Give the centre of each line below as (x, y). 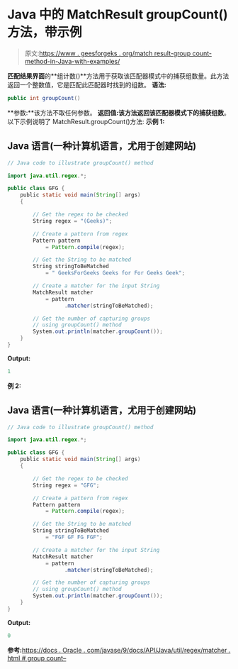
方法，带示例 (45, 32)
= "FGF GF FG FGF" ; (74, 537)
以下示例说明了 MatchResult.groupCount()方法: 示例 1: (86, 121)
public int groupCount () (44, 98)
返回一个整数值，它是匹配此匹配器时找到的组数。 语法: (87, 84)
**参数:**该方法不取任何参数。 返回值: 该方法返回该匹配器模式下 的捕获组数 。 (119, 112)
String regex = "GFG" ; (66, 485)
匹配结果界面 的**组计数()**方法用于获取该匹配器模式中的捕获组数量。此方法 (118, 76)
